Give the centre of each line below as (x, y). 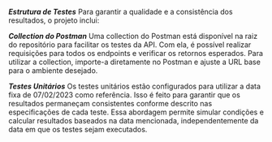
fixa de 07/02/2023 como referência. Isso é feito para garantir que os (125, 95)
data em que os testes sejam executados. (78, 129)
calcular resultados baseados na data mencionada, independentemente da (134, 120)
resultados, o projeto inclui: (54, 20)
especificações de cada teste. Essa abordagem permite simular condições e (136, 112)
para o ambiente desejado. (53, 71)
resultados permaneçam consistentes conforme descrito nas (110, 103)
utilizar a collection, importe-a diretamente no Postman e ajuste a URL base (135, 62)
